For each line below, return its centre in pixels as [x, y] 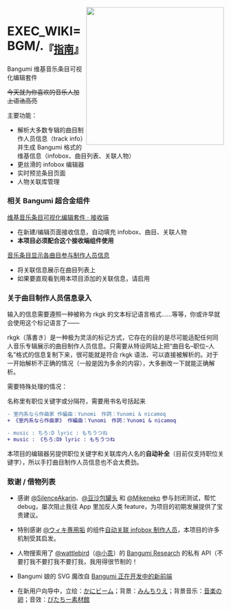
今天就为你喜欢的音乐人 [40, 92]
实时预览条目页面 [41, 173]
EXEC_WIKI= [44, 31]
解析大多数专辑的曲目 [47, 129]
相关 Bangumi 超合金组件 [49, 201]
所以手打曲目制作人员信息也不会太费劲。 [85, 462]
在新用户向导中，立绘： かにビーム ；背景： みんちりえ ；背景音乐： [110, 591]
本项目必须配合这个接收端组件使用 [65, 240]
